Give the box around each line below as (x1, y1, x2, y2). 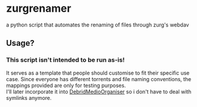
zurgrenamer (6, 2, 72, 15)
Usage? (6, 38, 35, 48)
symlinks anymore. (6, 94, 52, 101)
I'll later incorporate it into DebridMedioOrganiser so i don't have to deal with (6, 88, 192, 95)
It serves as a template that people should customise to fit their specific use (6, 69, 190, 76)
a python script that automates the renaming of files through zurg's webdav (6, 21, 189, 28)
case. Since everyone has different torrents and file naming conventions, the (6, 75, 192, 82)
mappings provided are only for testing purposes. (6, 82, 126, 89)
